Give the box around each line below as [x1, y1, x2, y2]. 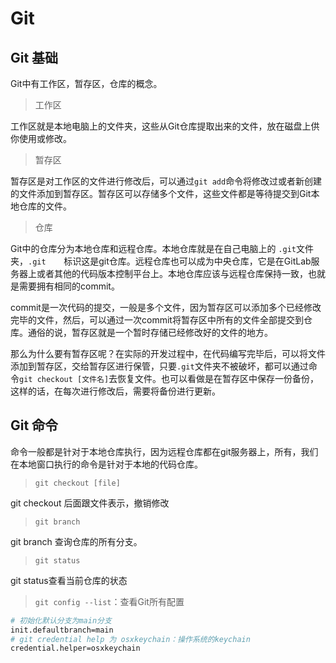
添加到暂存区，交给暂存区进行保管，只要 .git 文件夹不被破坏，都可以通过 [10, 360, 309, 372]
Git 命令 [10, 417, 59, 434]
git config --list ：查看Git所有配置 [34, 595, 185, 607]
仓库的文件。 [18, 200, 72, 212]
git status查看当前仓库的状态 [10, 574, 128, 586]
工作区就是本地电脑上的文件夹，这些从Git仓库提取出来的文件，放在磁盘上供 [10, 120, 320, 132]
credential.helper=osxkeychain [10, 643, 141, 654]
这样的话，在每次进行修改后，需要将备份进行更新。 [10, 385, 221, 397]
